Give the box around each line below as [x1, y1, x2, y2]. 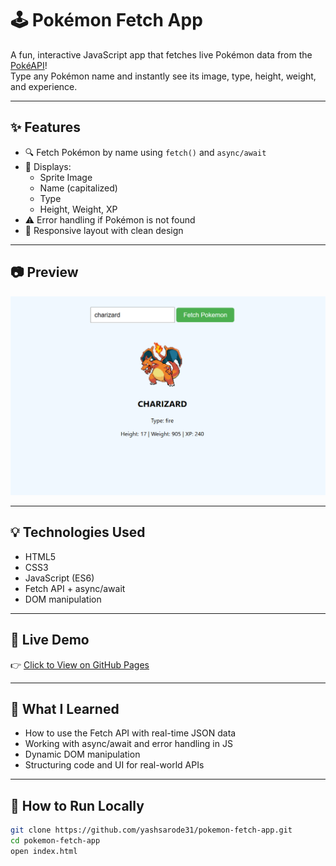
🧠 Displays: [24, 160, 72, 172]
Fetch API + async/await [24, 582, 126, 594]
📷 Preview [10, 264, 79, 281]
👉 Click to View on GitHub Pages [10, 658, 150, 671]
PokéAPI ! [10, 59, 48, 71]
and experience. [10, 80, 78, 92]
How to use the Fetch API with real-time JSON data [24, 727, 237, 739]
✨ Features [10, 119, 81, 136]
